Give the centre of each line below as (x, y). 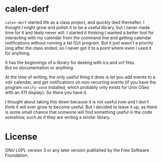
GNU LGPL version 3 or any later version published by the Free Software (77, 150)
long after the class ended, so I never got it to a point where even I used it (78, 48)
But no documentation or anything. (40, 67)
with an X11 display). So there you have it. (46, 92)
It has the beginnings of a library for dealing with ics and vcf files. (70, 62)
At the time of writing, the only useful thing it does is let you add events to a (80, 77)
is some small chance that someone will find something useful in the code (79, 112)
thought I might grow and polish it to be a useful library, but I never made (77, 27)
